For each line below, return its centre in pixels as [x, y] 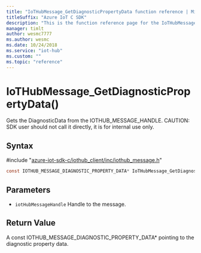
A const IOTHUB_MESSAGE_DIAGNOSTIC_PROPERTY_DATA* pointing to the [100, 237]
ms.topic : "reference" [34, 62]
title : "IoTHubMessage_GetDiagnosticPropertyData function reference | [97, 12]
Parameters [28, 190]
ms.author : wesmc [28, 39]
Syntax [20, 146]
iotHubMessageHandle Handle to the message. [70, 204]
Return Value [31, 223]
